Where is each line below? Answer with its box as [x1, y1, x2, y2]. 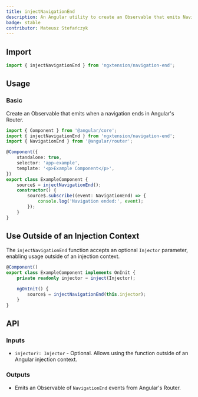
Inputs [6, 336, 25, 345]
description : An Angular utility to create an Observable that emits [6, 14, 181, 20]
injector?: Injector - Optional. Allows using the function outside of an [14, 350, 189, 357]
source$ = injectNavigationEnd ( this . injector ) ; [27, 291, 146, 297]
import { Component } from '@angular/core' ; [6, 127, 117, 133]
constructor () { [16, 187, 57, 193]
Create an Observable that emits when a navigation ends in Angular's [6, 110, 174, 117]
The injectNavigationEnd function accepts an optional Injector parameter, [6, 247, 189, 254]
